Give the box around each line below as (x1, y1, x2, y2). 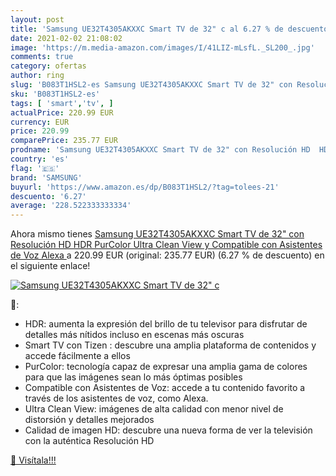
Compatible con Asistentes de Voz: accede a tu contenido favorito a (24, 382, 306, 394)
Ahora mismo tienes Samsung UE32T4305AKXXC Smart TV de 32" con (10, 228, 305, 240)
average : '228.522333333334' (10, 201, 132, 211)
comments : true (10, 52, 74, 62)
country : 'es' (10, 154, 70, 164)
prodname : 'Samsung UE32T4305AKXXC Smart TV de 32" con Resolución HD (10, 145, 311, 155)
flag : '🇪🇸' (10, 163, 60, 173)
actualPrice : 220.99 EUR (10, 107, 114, 118)
